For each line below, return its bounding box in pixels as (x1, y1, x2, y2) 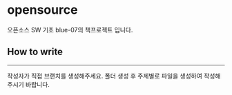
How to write (7, 46, 64, 58)
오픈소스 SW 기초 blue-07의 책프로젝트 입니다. (7, 25, 133, 34)
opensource (7, 2, 78, 18)
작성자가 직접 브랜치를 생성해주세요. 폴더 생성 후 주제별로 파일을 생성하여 (7, 72, 202, 80)
